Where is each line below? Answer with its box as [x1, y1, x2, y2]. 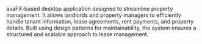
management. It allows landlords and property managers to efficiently [6, 11, 182, 19]
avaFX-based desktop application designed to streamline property [6, 5, 173, 12]
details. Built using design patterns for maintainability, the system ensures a [6, 24, 197, 31]
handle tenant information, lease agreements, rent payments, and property [6, 18, 194, 25]
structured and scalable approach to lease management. [6, 31, 149, 38]
